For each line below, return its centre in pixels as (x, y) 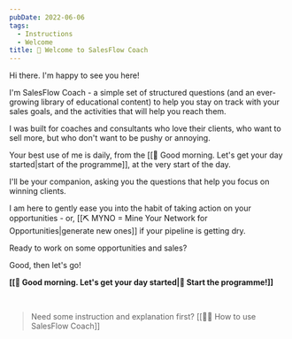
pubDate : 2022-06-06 (47, 17)
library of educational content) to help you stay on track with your (161, 102)
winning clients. (38, 191)
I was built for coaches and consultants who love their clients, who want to (145, 128)
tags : (19, 26)
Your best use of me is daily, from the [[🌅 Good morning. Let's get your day (146, 155)
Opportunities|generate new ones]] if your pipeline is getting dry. (127, 231)
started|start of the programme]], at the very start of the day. (120, 165)
